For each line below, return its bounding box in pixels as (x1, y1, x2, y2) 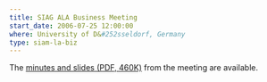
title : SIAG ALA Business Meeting (9, 12, 138, 22)
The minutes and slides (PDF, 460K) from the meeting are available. (9, 62, 259, 73)
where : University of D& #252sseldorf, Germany (9, 29, 186, 38)
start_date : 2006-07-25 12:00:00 (9, 21, 134, 30)
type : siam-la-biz (9, 37, 78, 47)
